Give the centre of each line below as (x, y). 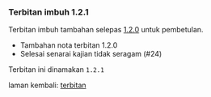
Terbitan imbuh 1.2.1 (49, 12)
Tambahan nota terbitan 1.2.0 (69, 45)
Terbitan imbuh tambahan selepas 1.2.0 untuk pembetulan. (106, 30)
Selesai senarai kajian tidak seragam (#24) (91, 54)
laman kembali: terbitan (47, 85)
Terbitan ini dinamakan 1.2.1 (57, 70)
